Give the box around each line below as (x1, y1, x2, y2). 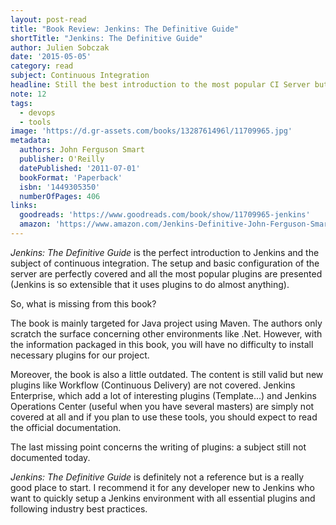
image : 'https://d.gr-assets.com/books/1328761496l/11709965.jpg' (10, 126, 293, 136)
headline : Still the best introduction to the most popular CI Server (10, 80, 311, 90)
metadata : (10, 136, 52, 146)
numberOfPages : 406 (19, 191, 101, 201)
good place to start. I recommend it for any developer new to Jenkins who (10, 481, 315, 493)
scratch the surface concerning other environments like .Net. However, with (10, 327, 323, 340)
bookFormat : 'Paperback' (19, 172, 123, 183)
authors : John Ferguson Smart (19, 145, 145, 155)
